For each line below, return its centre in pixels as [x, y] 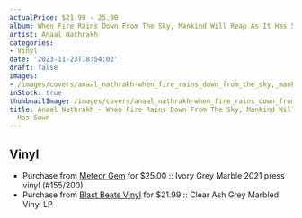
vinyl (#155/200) [53, 185]
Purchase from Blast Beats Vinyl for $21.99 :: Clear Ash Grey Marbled [151, 195]
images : [24, 76]
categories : [31, 43]
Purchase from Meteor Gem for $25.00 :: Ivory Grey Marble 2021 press [153, 175]
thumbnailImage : [40, 101]
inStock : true [36, 92]
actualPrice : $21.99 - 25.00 [64, 17]
